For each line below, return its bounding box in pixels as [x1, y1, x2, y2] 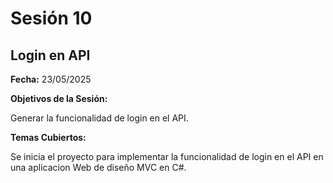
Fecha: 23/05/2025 [10, 73, 92, 85]
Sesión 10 [10, 7, 93, 30]
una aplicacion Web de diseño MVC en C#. [10, 162, 187, 173]
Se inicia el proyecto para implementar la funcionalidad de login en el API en [10, 151, 324, 162]
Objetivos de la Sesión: [10, 93, 108, 104]
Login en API [10, 47, 91, 64]
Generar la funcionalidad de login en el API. [10, 112, 189, 124]
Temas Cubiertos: [10, 132, 87, 143]
